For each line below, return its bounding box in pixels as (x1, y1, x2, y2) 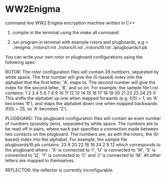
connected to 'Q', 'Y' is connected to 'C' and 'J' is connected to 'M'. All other (5, 152, 161, 158)
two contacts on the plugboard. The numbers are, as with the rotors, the (5, 131, 153, 137)
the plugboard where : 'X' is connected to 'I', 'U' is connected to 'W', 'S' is (5, 147, 156, 153)
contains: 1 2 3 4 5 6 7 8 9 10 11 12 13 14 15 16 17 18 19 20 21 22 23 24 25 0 (5, 90, 156, 96)
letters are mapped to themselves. (5, 157, 75, 163)
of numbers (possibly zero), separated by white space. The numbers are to (5, 120, 159, 126)
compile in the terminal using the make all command (12, 29, 119, 35)
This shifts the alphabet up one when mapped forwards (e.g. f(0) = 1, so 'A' (5, 95, 158, 101)
